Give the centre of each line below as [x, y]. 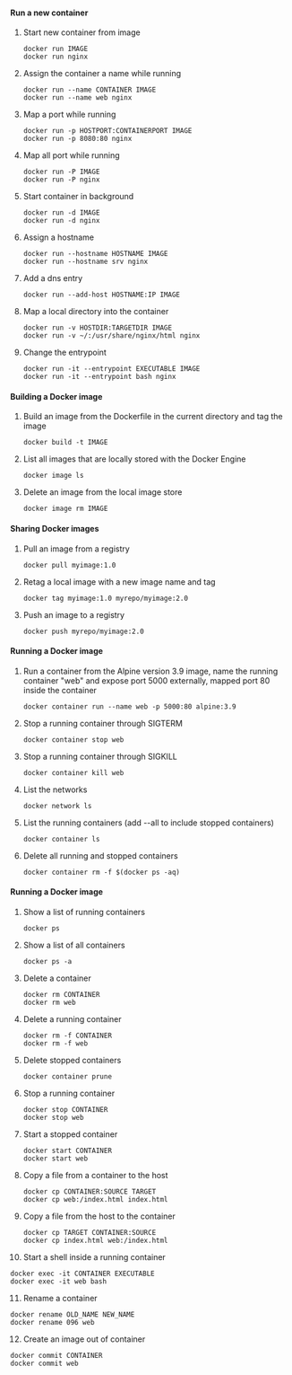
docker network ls [57, 806]
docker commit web [44, 1364]
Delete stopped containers [72, 1061]
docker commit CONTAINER [56, 1356]
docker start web [56, 1159]
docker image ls [53, 476]
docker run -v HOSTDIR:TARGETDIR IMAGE [98, 328]
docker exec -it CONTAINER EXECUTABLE [82, 1274]
